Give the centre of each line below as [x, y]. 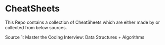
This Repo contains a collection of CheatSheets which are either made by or [82, 22]
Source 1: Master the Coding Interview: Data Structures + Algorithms [75, 37]
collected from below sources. [36, 27]
